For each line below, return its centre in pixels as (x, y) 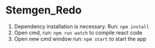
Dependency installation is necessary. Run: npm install (82, 26)
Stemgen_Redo (44, 10)
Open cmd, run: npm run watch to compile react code (78, 32)
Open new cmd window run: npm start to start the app (80, 39)
